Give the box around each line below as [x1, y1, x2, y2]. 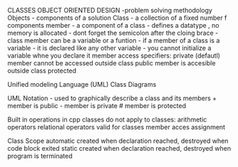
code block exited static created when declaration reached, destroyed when [7, 144, 232, 152]
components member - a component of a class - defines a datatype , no [7, 21, 219, 29]
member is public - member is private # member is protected [7, 102, 187, 109]
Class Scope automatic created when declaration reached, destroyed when [7, 136, 229, 145]
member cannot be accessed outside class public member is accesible [7, 59, 216, 67]
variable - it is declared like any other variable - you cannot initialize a [7, 44, 212, 52]
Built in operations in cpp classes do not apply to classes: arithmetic [7, 115, 207, 124]
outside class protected [7, 67, 77, 75]
